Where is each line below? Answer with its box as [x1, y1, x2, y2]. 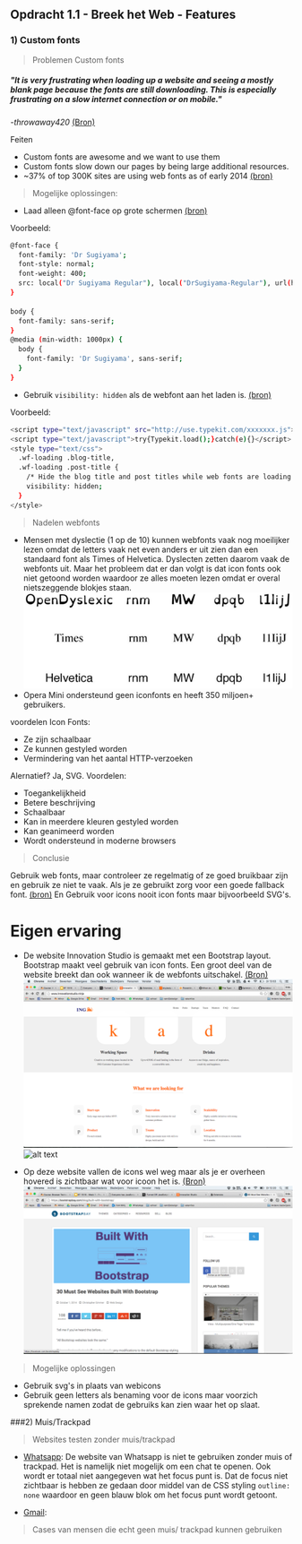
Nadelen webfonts [31, 517, 100, 528]
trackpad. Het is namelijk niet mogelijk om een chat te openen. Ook [22, 1461, 272, 1471]
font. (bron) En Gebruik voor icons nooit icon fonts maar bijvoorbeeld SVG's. [10, 889, 292, 900]
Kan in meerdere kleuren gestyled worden [22, 816, 178, 827]
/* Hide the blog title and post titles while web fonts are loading [26, 472, 292, 482]
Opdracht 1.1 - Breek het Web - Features [10, 7, 237, 22]
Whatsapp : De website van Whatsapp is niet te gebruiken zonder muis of [22, 1451, 293, 1462]
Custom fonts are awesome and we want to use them [22, 151, 220, 162]
